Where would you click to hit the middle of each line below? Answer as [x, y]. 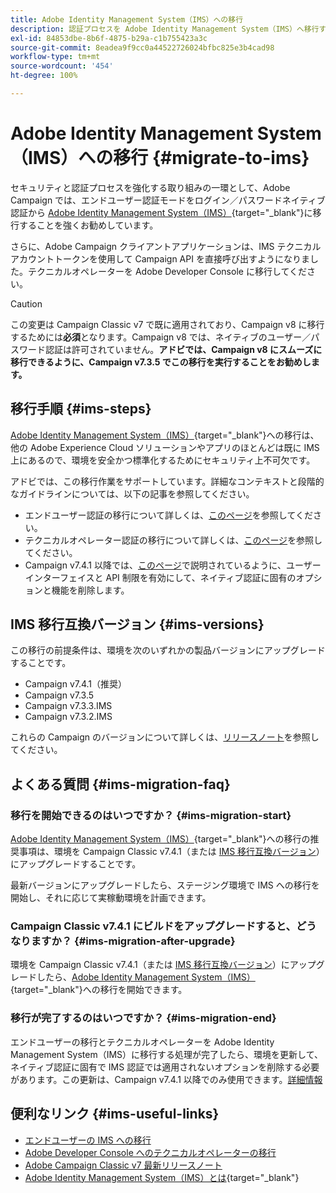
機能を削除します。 [90, 590]
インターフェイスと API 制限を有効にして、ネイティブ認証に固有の [160, 577]
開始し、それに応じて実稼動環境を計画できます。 [111, 898]
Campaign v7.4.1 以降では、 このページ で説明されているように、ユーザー [173, 565]
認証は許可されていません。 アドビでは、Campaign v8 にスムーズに [183, 349]
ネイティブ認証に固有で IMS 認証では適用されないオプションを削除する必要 [165, 1067]
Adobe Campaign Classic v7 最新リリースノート [123, 1165]
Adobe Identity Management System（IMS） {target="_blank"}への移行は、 [165, 435]
